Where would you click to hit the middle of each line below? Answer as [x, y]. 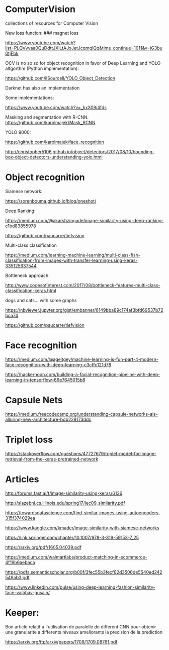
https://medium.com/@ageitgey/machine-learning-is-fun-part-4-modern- [82, 359]
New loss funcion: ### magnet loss [42, 33]
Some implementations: [30, 98]
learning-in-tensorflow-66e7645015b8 [45, 380]
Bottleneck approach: [28, 275]
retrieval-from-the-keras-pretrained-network [52, 459]
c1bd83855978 [21, 226]
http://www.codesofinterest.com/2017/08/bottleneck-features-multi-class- [83, 285]
